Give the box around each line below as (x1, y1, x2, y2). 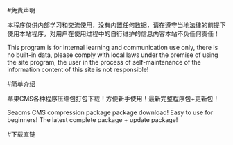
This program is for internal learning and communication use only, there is (7, 44, 218, 51)
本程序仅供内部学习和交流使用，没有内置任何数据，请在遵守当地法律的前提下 (7, 21, 226, 29)
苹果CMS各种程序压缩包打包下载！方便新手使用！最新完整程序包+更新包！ (7, 94, 220, 103)
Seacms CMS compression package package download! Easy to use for (7, 108, 214, 117)
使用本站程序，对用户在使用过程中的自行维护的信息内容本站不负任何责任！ (7, 30, 220, 37)
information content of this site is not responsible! (7, 65, 149, 74)
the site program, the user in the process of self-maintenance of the (7, 58, 201, 66)
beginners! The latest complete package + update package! (7, 116, 178, 123)
